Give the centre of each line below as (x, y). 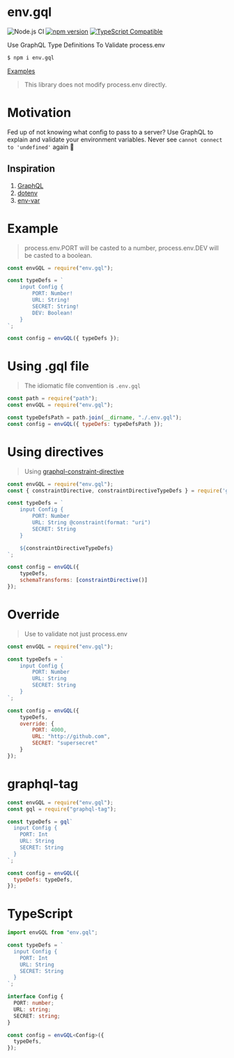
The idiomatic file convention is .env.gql (83, 386)
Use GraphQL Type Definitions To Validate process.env (86, 45)
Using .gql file (48, 366)
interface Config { (36, 997)
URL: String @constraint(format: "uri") (92, 523)
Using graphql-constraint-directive (74, 471)
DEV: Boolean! (53, 313)
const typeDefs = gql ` (40, 822)
